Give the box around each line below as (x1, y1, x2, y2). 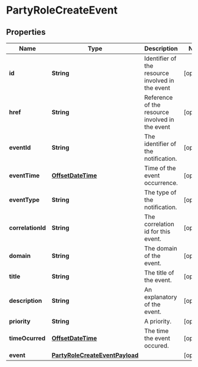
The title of (144, 269, 174, 277)
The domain (144, 244, 178, 252)
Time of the (144, 164, 176, 172)
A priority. (144, 318, 172, 325)
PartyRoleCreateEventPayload (51, 351, 138, 359)
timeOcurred (9, 334, 46, 342)
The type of (144, 189, 177, 196)
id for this (144, 227, 171, 236)
